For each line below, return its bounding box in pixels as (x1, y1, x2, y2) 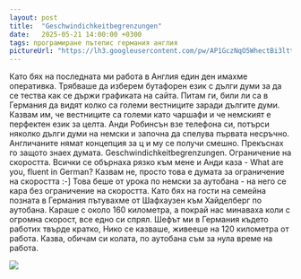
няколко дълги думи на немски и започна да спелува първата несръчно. (9, 128, 289, 139)
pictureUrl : (9, 47, 54, 56)
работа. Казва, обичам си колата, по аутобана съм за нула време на (9, 233, 273, 244)
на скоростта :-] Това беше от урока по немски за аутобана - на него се (9, 176, 287, 187)
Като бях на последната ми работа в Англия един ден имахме (9, 71, 248, 82)
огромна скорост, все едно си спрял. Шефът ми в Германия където (9, 214, 269, 225)
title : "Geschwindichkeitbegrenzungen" (9, 22, 163, 31)
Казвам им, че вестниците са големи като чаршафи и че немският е (9, 109, 271, 120)
